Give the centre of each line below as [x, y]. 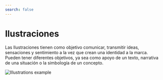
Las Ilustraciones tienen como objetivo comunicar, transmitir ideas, [72, 47]
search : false [19, 10]
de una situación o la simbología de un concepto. [54, 63]
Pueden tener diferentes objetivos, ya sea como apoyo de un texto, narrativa [82, 58]
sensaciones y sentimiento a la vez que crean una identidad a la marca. [77, 52]
